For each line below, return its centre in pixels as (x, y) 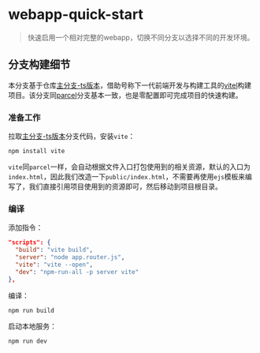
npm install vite (37, 152)
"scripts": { (30, 242)
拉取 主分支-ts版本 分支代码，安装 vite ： (72, 137)
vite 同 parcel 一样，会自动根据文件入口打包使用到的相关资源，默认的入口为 (129, 167)
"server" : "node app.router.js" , (70, 257)
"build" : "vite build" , (54, 250)
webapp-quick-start (76, 15)
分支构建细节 (39, 65)
